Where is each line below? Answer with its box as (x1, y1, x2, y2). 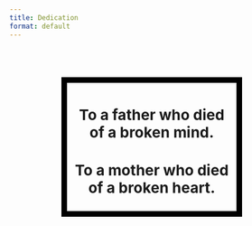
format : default (9, 22, 70, 31)
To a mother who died (74, 160, 229, 179)
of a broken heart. (88, 178, 216, 197)
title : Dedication (9, 13, 79, 23)
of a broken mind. (89, 123, 215, 141)
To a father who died (79, 105, 225, 124)
